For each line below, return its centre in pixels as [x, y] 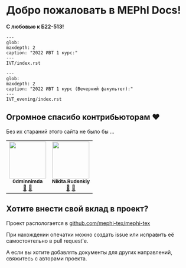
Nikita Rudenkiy [71, 181]
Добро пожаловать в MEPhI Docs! [94, 10]
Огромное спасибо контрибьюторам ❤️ [83, 118]
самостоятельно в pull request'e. [47, 241]
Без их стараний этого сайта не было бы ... [61, 131]
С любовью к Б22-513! [35, 27]
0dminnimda [28, 181]
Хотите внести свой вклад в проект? [77, 209]
